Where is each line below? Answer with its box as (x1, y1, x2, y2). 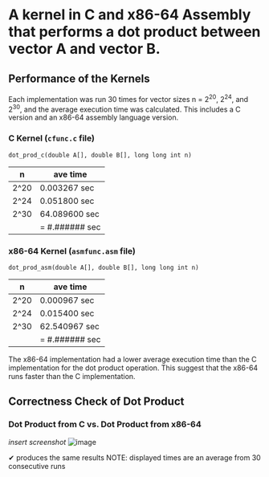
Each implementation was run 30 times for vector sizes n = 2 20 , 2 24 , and (8, 93, 249, 104)
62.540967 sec (39, 320, 100, 332)
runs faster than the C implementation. (8, 371, 136, 381)
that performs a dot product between (8, 22, 261, 41)
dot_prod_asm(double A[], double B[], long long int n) (8, 263, 199, 271)
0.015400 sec (39, 308, 95, 319)
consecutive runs (8, 461, 66, 471)
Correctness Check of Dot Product (8, 395, 185, 409)
